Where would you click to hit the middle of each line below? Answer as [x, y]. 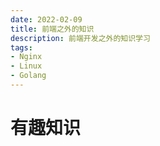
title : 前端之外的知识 [52, 29]
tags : [21, 47]
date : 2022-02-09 [46, 19]
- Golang [28, 76]
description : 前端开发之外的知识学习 [80, 38]
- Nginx [26, 57]
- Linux [26, 66]
